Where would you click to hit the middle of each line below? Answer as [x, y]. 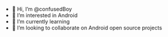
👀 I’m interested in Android [45, 15]
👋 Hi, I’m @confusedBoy [42, 9]
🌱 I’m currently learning [41, 21]
